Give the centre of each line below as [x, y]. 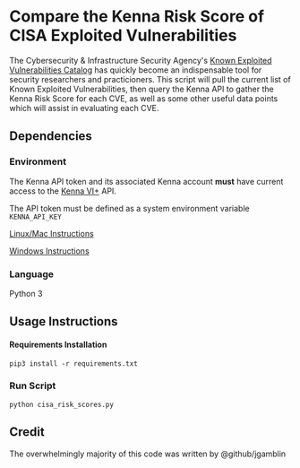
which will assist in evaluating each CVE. [84, 108]
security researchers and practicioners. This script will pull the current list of [150, 79]
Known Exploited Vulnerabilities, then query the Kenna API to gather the [142, 89]
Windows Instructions [49, 251]
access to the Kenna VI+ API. [63, 191]
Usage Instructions [64, 321]
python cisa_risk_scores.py [62, 404]
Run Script [33, 386]
